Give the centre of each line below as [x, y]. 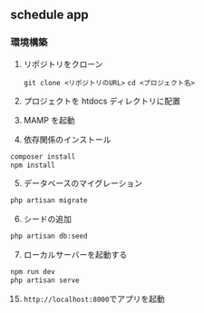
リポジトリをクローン [63, 64]
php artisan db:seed [49, 236]
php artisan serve [45, 280]
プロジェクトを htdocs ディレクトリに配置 [102, 101]
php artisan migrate [49, 201]
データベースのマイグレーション [83, 183]
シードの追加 [47, 219]
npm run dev [33, 272]
